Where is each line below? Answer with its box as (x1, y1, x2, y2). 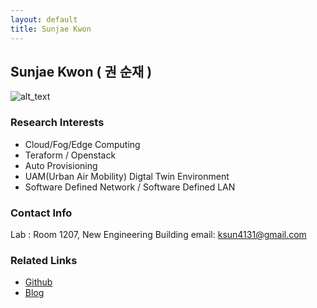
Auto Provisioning (24, 159, 98, 171)
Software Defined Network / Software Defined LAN (24, 181, 236, 193)
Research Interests (10, 116, 105, 130)
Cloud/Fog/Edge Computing (24, 138, 141, 150)
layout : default (10, 14, 78, 25)
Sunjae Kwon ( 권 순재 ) (10, 63, 153, 80)
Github (24, 276, 53, 288)
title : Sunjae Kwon (10, 24, 92, 34)
